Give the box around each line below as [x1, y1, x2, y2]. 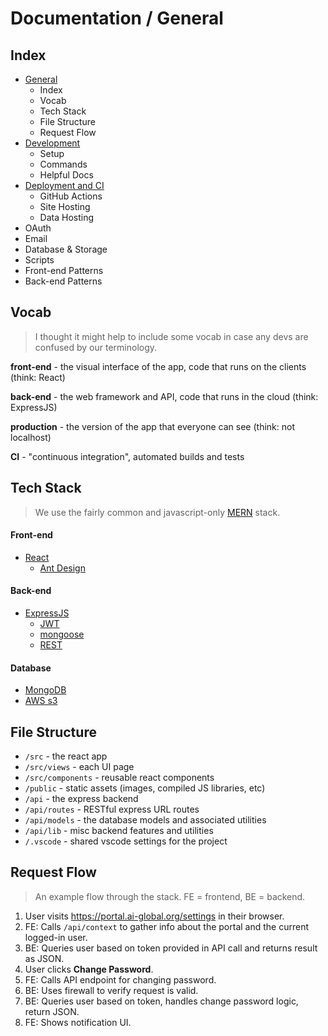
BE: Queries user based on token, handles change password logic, [24, 995, 299, 1007]
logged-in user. [24, 931, 88, 943]
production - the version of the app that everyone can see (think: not [10, 420, 295, 432]
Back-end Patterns [24, 275, 103, 287]
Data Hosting [39, 212, 95, 223]
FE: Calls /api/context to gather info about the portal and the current [24, 920, 310, 932]
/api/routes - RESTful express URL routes [24, 803, 200, 816]
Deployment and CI [24, 180, 105, 191]
